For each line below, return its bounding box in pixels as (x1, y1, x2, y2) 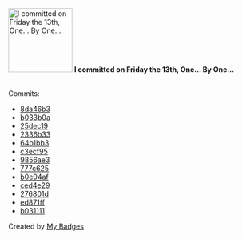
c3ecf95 (19, 147, 48, 156)
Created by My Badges (8, 221, 84, 231)
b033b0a (19, 113, 50, 122)
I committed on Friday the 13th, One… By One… (73, 65, 235, 74)
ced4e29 (19, 181, 50, 190)
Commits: (8, 89, 40, 98)
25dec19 (19, 121, 49, 130)
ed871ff (19, 197, 46, 207)
